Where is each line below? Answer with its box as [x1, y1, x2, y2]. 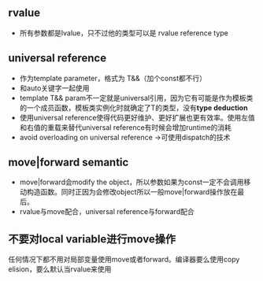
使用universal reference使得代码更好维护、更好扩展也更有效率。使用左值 [19, 113, 256, 122]
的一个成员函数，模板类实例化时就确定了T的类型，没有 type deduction [19, 102, 248, 113]
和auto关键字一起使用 [19, 83, 90, 93]
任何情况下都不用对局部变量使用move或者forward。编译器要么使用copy [8, 255, 240, 264]
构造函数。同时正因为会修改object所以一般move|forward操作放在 [26, 187, 238, 197]
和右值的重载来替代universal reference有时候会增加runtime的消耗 [19, 122, 232, 132]
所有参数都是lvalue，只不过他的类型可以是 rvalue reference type [19, 28, 228, 38]
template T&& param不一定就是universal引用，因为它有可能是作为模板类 [19, 93, 254, 102]
